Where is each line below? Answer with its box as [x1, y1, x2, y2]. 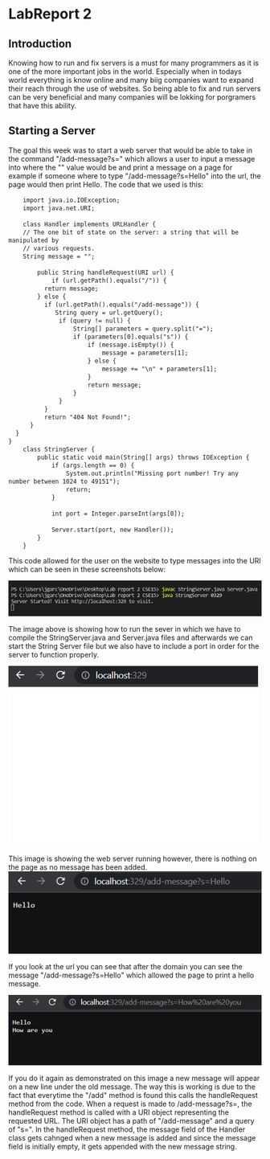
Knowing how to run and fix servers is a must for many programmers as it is [8, 58, 260, 68]
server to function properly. [8, 649, 100, 659]
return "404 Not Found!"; [43, 413, 131, 421]
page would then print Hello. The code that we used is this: [8, 179, 203, 189]
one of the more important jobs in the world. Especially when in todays [8, 67, 243, 76]
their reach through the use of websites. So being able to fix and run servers [8, 84, 261, 93]
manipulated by [8, 236, 59, 244]
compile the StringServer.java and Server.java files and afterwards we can [8, 633, 253, 642]
